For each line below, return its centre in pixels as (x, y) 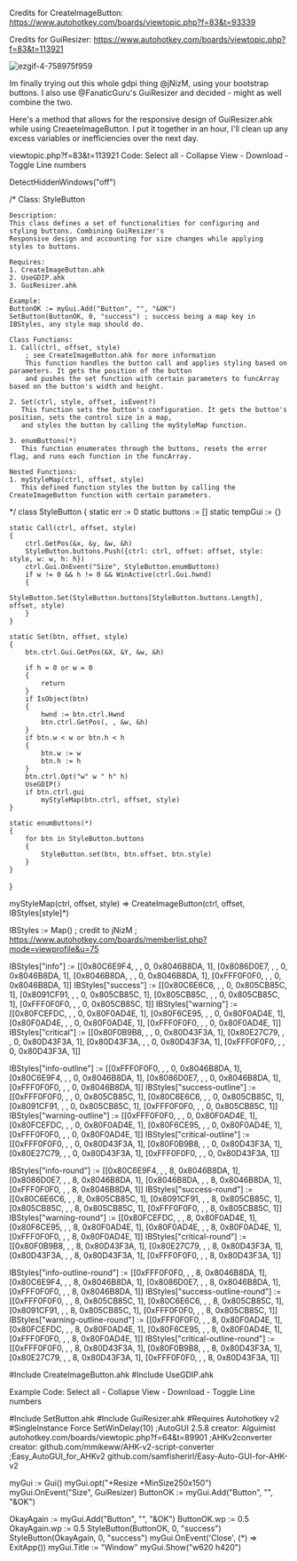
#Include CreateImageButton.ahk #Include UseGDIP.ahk (112, 1375)
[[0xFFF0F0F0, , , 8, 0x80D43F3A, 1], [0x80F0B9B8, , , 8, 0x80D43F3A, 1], (146, 1348)
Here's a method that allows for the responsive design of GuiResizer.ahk (141, 119)
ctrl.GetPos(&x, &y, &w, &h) (79, 543)
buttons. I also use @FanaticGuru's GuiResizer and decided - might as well (145, 93)
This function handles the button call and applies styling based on (156, 363)
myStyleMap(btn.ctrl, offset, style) (110, 800)
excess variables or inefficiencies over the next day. (104, 138)
